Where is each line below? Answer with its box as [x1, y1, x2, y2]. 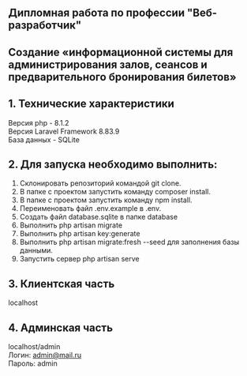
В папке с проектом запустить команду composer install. [19, 187, 211, 197]
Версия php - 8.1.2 [8, 118, 69, 127]
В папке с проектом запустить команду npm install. [19, 195, 193, 205]
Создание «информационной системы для [8, 45, 234, 58]
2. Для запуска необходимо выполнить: [8, 157, 218, 171]
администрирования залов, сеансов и [8, 58, 208, 71]
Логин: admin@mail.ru [8, 351, 82, 360]
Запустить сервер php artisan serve [19, 254, 140, 264]
